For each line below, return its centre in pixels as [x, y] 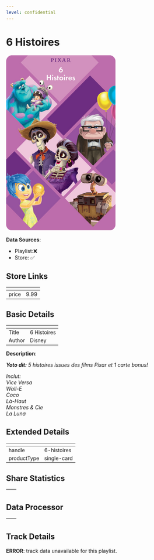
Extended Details [38, 432]
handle [17, 450]
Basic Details [30, 314]
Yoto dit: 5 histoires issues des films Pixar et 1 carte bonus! [77, 365]
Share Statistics [36, 478]
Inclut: [14, 376]
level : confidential [31, 12]
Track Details [31, 537]
